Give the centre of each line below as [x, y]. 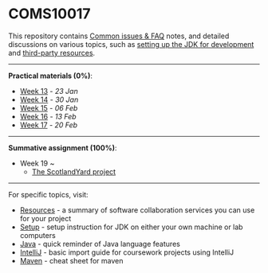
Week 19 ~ [37, 163]
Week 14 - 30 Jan [49, 99]
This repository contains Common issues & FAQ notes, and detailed [119, 36]
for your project [45, 218]
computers [37, 235]
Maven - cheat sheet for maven [71, 260]
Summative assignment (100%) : [63, 147]
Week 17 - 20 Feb [49, 125]
